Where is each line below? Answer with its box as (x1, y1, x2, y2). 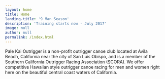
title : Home (5, 12, 30, 17)
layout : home (5, 7, 32, 12)
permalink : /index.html (5, 35, 54, 40)
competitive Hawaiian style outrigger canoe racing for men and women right (5, 64, 160, 70)
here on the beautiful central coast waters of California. (5, 69, 117, 75)
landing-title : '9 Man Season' (5, 16, 69, 21)
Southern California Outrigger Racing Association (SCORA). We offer (5, 59, 144, 65)
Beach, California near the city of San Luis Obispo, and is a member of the (5, 53, 156, 59)
